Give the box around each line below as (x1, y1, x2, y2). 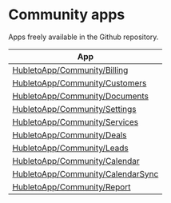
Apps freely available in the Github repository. (8, 32, 159, 42)
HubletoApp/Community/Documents (12, 90, 149, 101)
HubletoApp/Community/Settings (12, 103, 137, 114)
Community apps (8, 6, 125, 24)
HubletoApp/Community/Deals (12, 129, 127, 141)
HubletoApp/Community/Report (12, 181, 131, 193)
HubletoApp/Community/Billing (12, 64, 129, 75)
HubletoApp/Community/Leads (12, 142, 129, 153)
